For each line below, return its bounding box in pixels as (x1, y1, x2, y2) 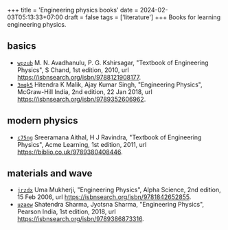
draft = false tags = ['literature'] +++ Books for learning (64, 13, 221, 21)
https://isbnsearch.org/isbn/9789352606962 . (16, 95, 146, 103)
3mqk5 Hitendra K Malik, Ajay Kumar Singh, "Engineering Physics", (16, 80, 203, 89)
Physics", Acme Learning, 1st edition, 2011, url (16, 140, 147, 148)
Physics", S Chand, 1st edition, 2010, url (16, 65, 129, 74)
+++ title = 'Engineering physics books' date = (7, 6, 139, 14)
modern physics (7, 115, 78, 126)
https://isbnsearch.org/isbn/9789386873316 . (16, 215, 144, 223)
